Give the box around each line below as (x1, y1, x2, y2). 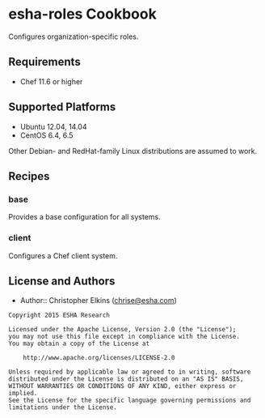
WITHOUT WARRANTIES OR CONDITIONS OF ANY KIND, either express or (8, 382, 237, 390)
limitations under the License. (8, 403, 117, 412)
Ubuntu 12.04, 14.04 (19, 122, 87, 131)
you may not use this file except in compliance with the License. (8, 333, 241, 341)
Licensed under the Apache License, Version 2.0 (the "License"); (8, 326, 237, 334)
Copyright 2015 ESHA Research (8, 311, 111, 320)
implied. (8, 390, 38, 398)
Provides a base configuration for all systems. (8, 212, 161, 222)
